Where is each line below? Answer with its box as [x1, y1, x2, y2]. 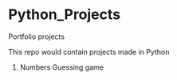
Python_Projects [8, 6, 121, 24]
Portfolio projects [8, 32, 65, 41]
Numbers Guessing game [19, 62, 104, 72]
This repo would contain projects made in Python [8, 47, 170, 56]
